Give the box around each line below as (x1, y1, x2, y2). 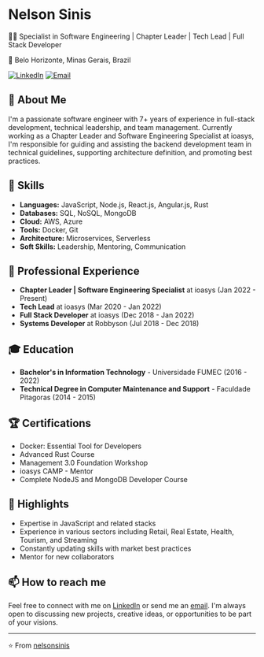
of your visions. (8, 617, 59, 627)
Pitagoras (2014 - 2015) (19, 392, 97, 403)
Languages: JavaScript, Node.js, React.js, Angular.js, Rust (19, 199, 209, 210)
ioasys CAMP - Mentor (19, 466, 93, 476)
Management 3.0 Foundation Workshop (19, 458, 148, 467)
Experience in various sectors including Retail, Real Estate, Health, (19, 526, 234, 536)
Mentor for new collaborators (19, 551, 115, 561)
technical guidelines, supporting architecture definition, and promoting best (8, 147, 253, 157)
